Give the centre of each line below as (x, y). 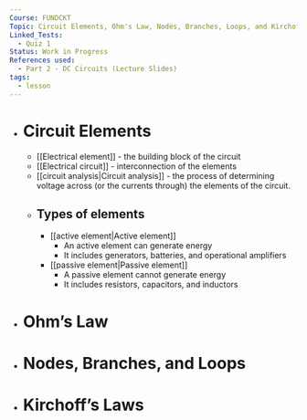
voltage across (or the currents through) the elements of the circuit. (163, 185)
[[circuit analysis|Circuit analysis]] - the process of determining (155, 175)
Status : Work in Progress (58, 52)
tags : (20, 78)
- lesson (34, 86)
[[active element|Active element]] (113, 236)
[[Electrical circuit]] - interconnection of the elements (137, 166)
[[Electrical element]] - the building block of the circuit (138, 156)
